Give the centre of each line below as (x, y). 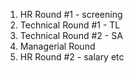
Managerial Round (57, 46)
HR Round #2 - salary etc (72, 57)
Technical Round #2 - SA (71, 35)
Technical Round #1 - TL (70, 25)
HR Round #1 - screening (71, 14)
